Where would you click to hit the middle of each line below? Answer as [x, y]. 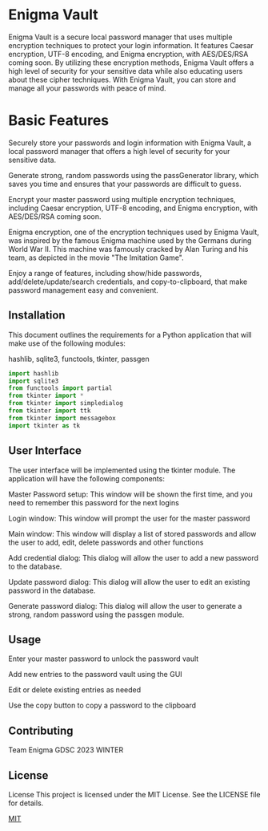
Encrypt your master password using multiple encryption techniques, [122, 199]
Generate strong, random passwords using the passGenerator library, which [134, 175]
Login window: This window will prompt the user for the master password [129, 518]
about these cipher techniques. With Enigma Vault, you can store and [122, 79]
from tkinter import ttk [50, 411]
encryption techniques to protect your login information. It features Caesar [131, 45]
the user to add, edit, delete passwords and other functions [106, 542]
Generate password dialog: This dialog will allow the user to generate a [125, 606]
